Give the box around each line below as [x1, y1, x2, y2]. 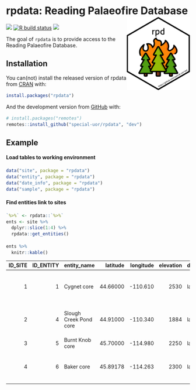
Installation [6, 59, 48, 69]
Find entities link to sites [6, 199, 66, 206]
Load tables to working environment [6, 154, 96, 161]
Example [6, 138, 38, 148]
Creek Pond [64, 316, 93, 323]
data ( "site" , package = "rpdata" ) [6, 167, 90, 173]
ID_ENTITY [32, 262, 60, 269]
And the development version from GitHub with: [6, 103, 121, 110]
